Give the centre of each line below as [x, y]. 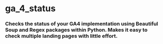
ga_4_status [30, 9]
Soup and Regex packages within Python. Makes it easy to [76, 30]
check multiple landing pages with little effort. [61, 36]
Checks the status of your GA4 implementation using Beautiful [82, 24]
